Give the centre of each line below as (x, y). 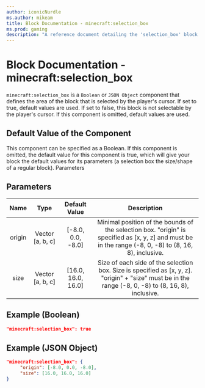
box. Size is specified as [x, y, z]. (146, 270)
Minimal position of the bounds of (146, 222)
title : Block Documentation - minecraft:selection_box (77, 23)
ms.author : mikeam (30, 18)
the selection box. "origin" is (145, 230)
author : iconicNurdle (34, 12)
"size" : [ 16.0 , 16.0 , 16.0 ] (56, 373)
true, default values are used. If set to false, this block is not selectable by (99, 108)
